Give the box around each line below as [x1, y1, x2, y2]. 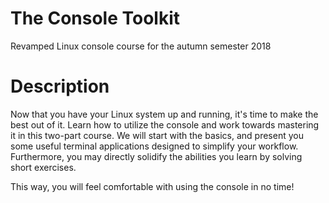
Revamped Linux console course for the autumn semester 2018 [10, 40, 272, 52]
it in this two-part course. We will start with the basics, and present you [10, 129, 304, 141]
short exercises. [10, 161, 77, 173]
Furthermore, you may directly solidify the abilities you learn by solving [10, 150, 303, 162]
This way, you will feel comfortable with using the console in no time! [10, 180, 295, 192]
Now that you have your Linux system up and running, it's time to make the [10, 108, 319, 120]
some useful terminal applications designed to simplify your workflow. [10, 140, 299, 152]
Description [10, 75, 110, 98]
